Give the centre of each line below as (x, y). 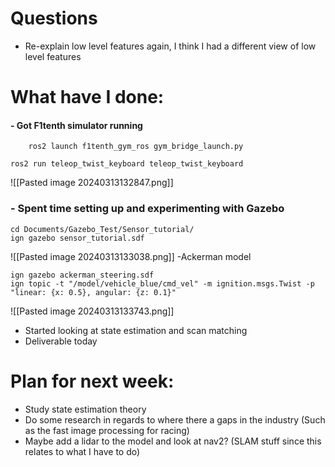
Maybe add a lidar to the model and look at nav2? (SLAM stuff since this (173, 441)
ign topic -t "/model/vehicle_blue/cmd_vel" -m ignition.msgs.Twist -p (162, 283)
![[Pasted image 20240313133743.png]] (92, 311)
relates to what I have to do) (82, 451)
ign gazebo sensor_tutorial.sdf (77, 238)
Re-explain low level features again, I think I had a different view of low (170, 46)
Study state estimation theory (85, 409)
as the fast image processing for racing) (107, 430)
